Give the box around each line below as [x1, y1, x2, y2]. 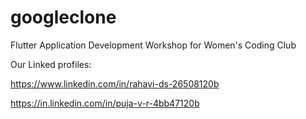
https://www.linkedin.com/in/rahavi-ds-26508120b [10, 77, 220, 90]
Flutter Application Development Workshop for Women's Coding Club [10, 39, 297, 51]
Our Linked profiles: [10, 58, 92, 70]
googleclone [10, 6, 117, 29]
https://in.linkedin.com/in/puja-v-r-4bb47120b [10, 97, 200, 109]
